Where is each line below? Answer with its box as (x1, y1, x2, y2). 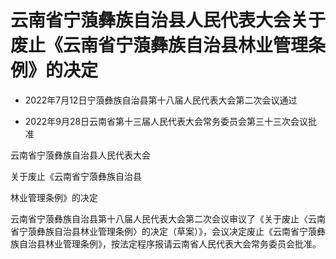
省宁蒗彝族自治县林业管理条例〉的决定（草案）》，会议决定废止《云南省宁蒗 (10, 225, 317, 237)
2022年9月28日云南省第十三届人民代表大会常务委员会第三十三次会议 (24, 115, 309, 127)
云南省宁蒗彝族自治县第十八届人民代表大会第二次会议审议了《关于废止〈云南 (10, 212, 326, 225)
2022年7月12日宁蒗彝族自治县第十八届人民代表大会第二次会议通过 (24, 94, 298, 106)
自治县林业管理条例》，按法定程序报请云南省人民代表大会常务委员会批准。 (18, 237, 322, 250)
